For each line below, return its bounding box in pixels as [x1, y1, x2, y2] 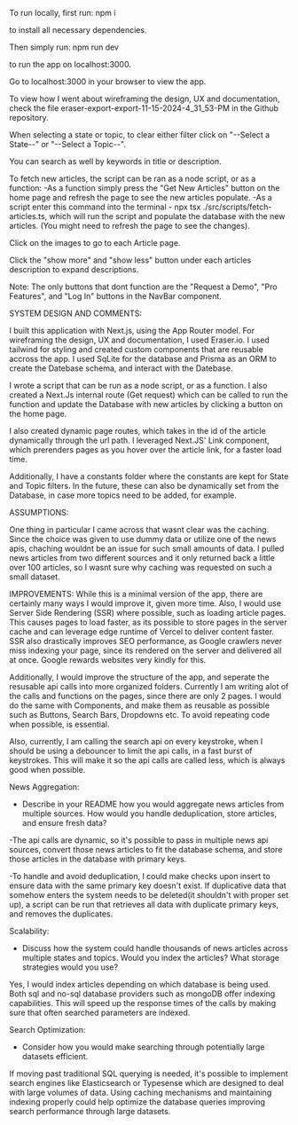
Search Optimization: [9, 1025, 86, 1035]
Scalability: [9, 926, 50, 936]
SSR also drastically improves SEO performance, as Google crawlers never [9, 636, 282, 646]
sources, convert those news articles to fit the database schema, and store [9, 845, 283, 854]
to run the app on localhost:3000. [9, 59, 131, 69]
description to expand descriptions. [9, 264, 139, 274]
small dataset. [9, 571, 60, 582]
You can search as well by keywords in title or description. [9, 156, 222, 167]
